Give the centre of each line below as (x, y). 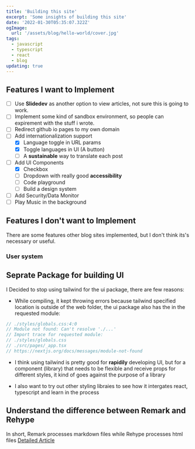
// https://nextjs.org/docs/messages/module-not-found (74, 351)
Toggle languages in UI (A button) (64, 149)
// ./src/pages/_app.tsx (36, 346)
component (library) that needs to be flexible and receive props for (95, 368)
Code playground (44, 182)
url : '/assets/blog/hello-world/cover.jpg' (65, 33)
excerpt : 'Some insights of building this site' (66, 17)
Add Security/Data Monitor (47, 195)
